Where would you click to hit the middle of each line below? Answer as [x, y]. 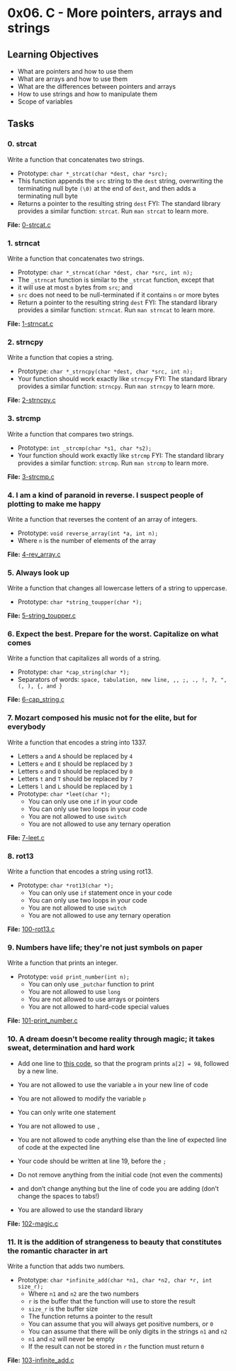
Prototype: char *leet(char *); [64, 793]
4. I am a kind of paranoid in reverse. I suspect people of [106, 495]
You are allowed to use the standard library [80, 1210]
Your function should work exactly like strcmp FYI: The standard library [121, 455]
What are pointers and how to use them [75, 71]
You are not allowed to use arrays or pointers [94, 999]
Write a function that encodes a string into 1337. [77, 742]
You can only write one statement [67, 1112]
